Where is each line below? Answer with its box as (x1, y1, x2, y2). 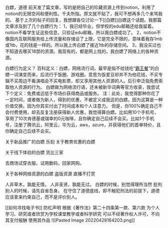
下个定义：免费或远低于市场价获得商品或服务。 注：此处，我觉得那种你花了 (5, 90, 160, 96)
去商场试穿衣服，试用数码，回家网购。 (5, 160, 84, 166)
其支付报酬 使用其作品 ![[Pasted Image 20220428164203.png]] (5, 217, 135, 223)
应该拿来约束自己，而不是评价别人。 (5, 194, 80, 200)
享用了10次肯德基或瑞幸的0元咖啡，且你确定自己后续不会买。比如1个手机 (5, 116, 155, 122)
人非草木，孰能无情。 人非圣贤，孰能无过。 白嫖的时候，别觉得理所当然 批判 (5, 181, 162, 187)
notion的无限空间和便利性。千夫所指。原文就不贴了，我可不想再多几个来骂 (5, 11, 158, 17)
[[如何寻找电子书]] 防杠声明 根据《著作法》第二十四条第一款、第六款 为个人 (5, 205, 160, 210)
